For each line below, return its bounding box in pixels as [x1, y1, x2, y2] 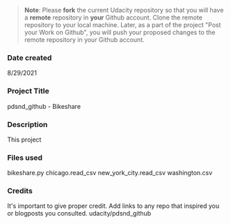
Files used [7, 153, 43, 163]
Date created [7, 52, 52, 62]
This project [7, 135, 42, 144]
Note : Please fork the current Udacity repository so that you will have [24, 6, 224, 14]
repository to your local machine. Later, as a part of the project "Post [24, 21, 221, 29]
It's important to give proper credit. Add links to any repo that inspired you [7, 202, 220, 210]
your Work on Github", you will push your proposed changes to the [24, 28, 216, 36]
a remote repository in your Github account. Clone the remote [24, 13, 203, 22]
